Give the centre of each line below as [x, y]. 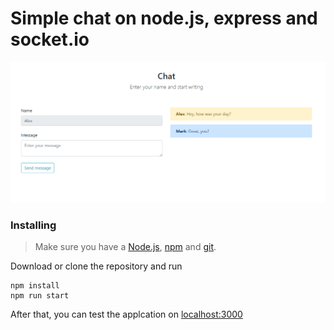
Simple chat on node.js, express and [164, 18]
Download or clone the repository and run [96, 266]
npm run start [40, 296]
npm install [35, 286]
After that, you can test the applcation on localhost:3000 [126, 314]
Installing [33, 225]
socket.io [50, 39]
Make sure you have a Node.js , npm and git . [125, 247]
